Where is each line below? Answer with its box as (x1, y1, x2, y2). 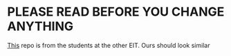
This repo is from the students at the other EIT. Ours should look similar (7, 41, 210, 49)
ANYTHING (7, 18, 74, 34)
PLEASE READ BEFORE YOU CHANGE (7, 4, 225, 20)
